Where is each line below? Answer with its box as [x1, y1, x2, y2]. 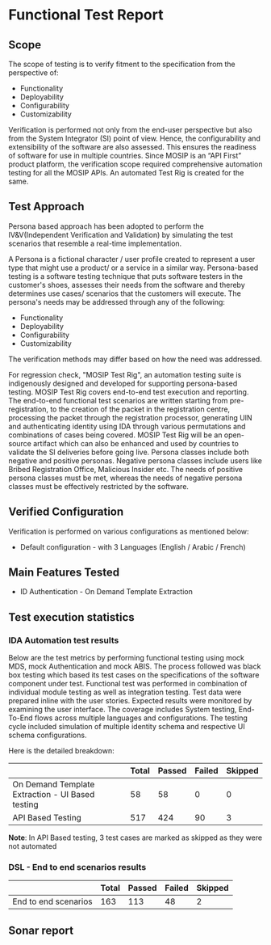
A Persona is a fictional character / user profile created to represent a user [8, 254, 256, 264]
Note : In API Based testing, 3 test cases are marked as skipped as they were [8, 833, 263, 842]
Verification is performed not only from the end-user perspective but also [8, 125, 252, 134]
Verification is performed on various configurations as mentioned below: [8, 526, 249, 536]
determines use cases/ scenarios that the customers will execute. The [8, 289, 242, 298]
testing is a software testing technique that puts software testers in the [8, 271, 244, 281]
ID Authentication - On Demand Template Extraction [19, 587, 194, 597]
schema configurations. [8, 730, 87, 740]
